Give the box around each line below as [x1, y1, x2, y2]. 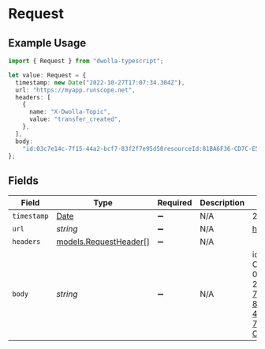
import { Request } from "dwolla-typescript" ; [8, 57, 164, 65]
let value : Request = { [8, 71, 87, 79]
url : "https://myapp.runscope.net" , [15, 86, 136, 94]
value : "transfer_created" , [28, 115, 122, 123]
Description [200, 197, 245, 208]
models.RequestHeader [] [56, 236, 150, 247]
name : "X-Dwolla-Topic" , [28, 108, 111, 116]
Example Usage [8, 36, 87, 50]
